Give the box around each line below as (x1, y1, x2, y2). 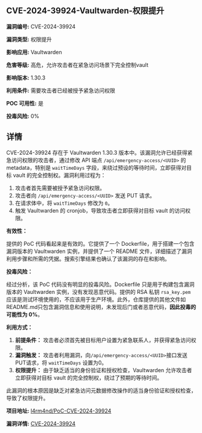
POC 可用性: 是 (6, 99, 44, 107)
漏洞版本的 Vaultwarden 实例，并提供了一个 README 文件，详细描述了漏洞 (6, 248, 192, 255)
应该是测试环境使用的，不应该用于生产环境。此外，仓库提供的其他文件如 (6, 296, 186, 303)
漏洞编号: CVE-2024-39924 (6, 23, 76, 30)
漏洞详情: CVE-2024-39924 (6, 420, 76, 427)
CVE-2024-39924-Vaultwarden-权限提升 (6, 5, 165, 16)
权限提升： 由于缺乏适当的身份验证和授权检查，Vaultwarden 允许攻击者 (14, 366, 192, 373)
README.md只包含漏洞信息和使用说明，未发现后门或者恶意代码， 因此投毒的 (6, 303, 197, 310)
